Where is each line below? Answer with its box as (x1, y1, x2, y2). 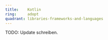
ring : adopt (5, 12, 39, 17)
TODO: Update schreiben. (5, 30, 58, 36)
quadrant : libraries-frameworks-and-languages (5, 16, 104, 21)
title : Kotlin (5, 7, 41, 12)
